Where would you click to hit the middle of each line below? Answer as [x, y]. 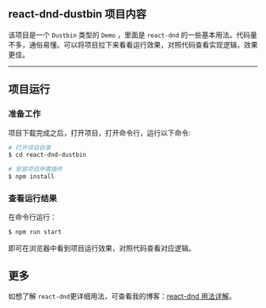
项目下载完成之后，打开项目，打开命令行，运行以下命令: [100, 132]
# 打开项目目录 [30, 148]
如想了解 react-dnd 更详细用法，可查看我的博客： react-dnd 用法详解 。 [122, 296]
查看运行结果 [33, 198]
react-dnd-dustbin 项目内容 [77, 14]
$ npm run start [35, 232]
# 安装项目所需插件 [36, 169]
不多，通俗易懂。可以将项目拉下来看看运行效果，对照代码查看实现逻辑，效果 [133, 44]
